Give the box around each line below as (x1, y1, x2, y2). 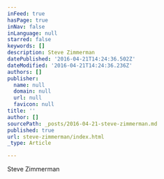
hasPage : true (7, 17, 49, 24)
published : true (7, 127, 54, 134)
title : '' (7, 107, 36, 114)
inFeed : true (7, 10, 45, 17)
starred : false (7, 36, 52, 43)
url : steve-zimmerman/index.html (7, 133, 105, 140)
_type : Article (7, 140, 52, 147)
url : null (13, 95, 42, 102)
